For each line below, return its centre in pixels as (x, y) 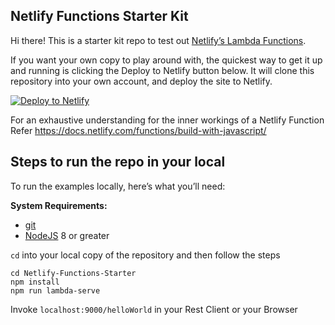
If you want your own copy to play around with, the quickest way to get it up (166, 60)
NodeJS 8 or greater (67, 235)
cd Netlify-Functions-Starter (73, 273)
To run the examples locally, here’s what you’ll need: (118, 186)
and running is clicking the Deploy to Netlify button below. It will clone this (162, 70)
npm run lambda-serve (55, 290)
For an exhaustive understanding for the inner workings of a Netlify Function (167, 120)
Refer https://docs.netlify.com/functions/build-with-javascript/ (138, 130)
